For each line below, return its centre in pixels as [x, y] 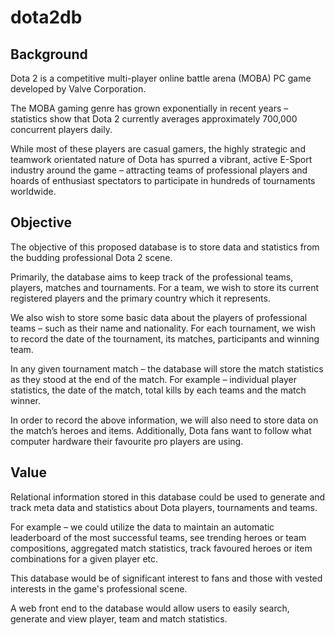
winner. [25, 400]
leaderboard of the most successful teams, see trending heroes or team [158, 537]
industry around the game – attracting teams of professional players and [159, 170]
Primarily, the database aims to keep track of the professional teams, [152, 277]
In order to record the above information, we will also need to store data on [164, 420]
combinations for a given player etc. [84, 558]
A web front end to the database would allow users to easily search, [150, 608]
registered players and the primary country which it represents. [140, 298]
